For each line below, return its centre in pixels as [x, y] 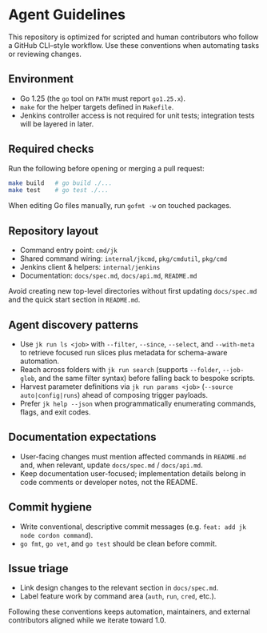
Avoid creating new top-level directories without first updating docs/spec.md [133, 291]
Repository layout [53, 231]
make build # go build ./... [60, 183]
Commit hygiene [50, 507]
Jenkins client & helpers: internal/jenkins [90, 267]
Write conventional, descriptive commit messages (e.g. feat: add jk [133, 527]
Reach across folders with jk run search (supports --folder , [120, 369]
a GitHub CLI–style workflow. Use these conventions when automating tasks [134, 45]
